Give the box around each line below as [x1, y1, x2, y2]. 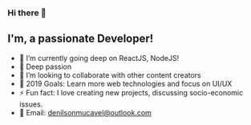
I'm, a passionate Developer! [7, 32, 154, 46]
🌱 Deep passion [18, 62, 72, 71]
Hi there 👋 [7, 7, 47, 18]
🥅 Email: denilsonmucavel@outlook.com [18, 107, 152, 117]
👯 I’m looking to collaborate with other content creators [18, 70, 201, 79]
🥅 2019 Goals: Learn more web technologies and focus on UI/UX [18, 79, 233, 88]
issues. [18, 99, 43, 109]
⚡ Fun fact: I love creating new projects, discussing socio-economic [18, 87, 244, 97]
